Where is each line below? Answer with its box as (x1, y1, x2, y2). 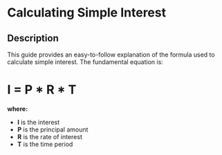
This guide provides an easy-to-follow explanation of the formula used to (7, 50, 216, 59)
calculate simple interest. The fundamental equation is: (7, 58, 164, 66)
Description (7, 32, 59, 44)
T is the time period (17, 140, 73, 148)
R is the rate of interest (17, 132, 83, 141)
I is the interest (17, 118, 60, 126)
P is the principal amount (17, 125, 89, 134)
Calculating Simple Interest (7, 5, 167, 21)
